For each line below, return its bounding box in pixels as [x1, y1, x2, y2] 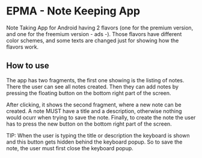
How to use [6, 61, 49, 71]
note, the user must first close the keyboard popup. [6, 144, 133, 151]
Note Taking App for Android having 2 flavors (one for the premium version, [6, 24, 194, 31]
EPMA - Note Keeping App [6, 4, 140, 18]
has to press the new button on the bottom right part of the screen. [6, 120, 173, 127]
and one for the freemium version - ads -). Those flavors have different [6, 30, 182, 37]
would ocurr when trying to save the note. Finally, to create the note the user [6, 114, 196, 121]
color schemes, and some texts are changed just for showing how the [6, 37, 179, 44]
